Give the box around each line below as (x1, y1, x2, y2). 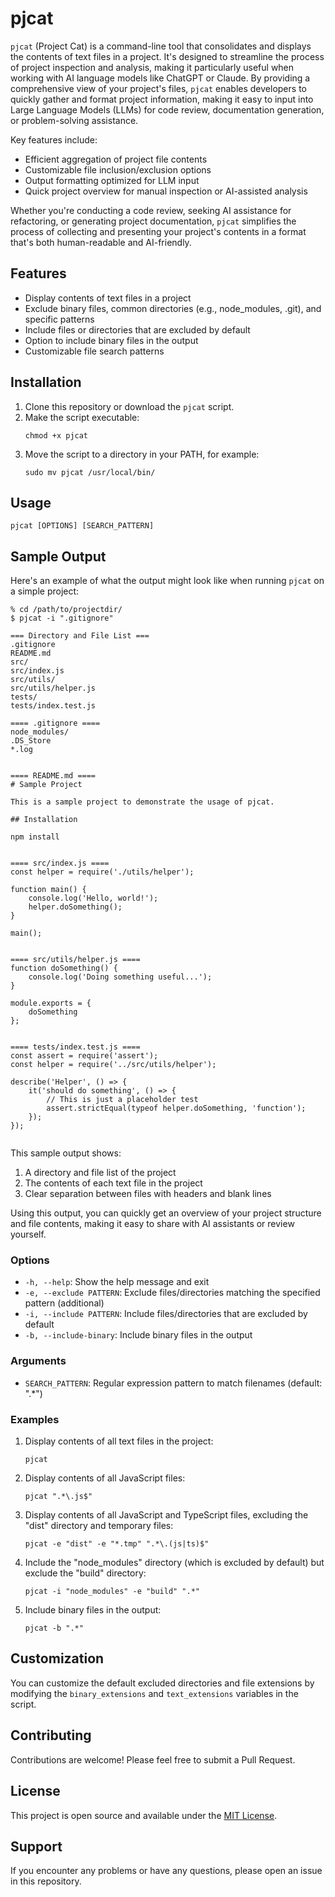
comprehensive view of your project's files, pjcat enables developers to (10, 82, 307, 94)
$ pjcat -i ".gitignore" (10, 613, 114, 624)
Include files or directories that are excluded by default (24, 323, 251, 336)
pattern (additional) (24, 1297, 105, 1309)
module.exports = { (10, 998, 92, 1009)
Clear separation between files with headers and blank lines (24, 1188, 272, 1200)
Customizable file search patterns (24, 345, 165, 357)
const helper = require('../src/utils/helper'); (10, 1060, 217, 1070)
